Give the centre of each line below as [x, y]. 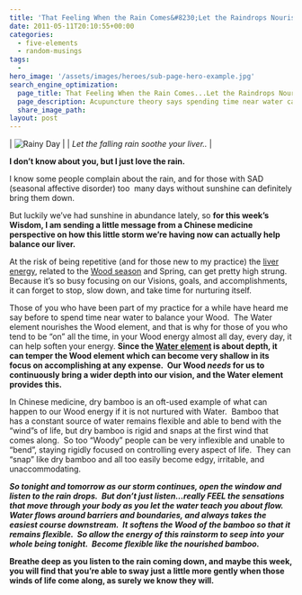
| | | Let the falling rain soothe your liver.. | [111, 144]
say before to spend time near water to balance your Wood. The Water [141, 317]
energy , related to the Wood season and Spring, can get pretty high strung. [148, 271]
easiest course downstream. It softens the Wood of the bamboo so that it [150, 525]
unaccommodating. [45, 469]
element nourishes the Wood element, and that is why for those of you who [149, 327]
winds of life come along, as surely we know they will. [111, 581]
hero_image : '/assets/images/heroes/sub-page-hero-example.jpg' [132, 77]
